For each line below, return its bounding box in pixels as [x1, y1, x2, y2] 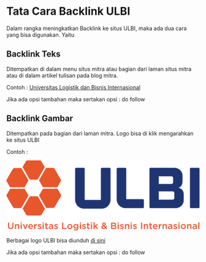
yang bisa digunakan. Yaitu [6, 31, 75, 38]
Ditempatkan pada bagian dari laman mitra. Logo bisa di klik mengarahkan [6, 129, 194, 137]
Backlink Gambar [6, 114, 74, 124]
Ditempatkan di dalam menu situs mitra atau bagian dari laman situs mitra [6, 65, 192, 72]
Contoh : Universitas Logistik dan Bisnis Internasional [6, 83, 141, 91]
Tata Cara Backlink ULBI [6, 4, 131, 18]
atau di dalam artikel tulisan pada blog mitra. [6, 72, 118, 79]
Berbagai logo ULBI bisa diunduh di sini [6, 237, 106, 244]
